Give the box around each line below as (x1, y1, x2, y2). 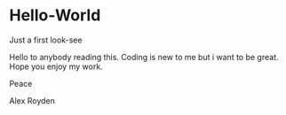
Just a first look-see (9, 34, 83, 45)
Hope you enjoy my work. (9, 61, 104, 72)
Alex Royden (9, 95, 56, 106)
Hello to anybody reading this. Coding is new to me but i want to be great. (9, 51, 279, 62)
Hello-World (9, 5, 101, 26)
